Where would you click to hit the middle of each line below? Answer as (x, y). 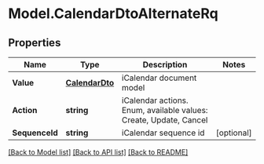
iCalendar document (159, 78)
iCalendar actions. (155, 100)
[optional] (234, 133)
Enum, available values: (165, 110)
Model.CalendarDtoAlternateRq (113, 14)
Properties (35, 43)
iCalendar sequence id (163, 133)
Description (165, 65)
